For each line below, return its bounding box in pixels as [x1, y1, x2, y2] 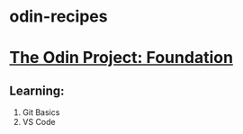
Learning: [9, 83, 65, 98]
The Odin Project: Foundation [9, 48, 234, 68]
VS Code [22, 117, 56, 128]
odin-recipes [9, 6, 108, 27]
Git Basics [22, 107, 60, 118]
